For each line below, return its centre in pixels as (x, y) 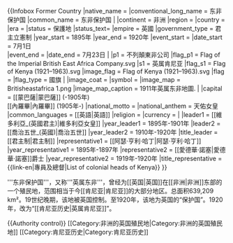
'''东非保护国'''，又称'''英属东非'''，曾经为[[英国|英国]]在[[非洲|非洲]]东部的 (115, 182)
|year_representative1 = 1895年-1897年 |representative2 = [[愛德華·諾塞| (111, 150)
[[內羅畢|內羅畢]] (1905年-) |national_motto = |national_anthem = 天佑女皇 (113, 106)
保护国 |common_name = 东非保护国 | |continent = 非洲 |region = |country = (116, 20)
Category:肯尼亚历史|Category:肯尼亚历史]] (86, 232)
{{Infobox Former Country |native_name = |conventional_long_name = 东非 (114, 11)
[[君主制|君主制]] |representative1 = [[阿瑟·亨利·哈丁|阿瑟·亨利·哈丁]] (104, 141)
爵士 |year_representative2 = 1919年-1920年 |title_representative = (127, 158)
